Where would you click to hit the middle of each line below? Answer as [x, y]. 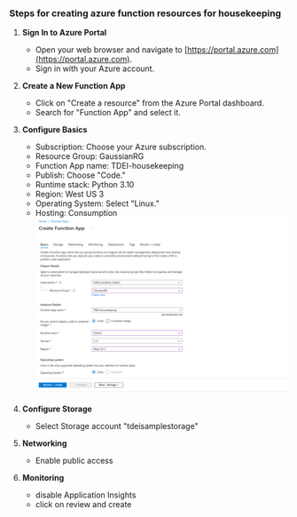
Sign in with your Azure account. [95, 68]
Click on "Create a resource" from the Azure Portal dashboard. [149, 103]
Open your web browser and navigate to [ [111, 50]
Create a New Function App [74, 86]
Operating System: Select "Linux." [97, 203]
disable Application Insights [86, 495]
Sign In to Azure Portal [64, 33]
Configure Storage [57, 409]
